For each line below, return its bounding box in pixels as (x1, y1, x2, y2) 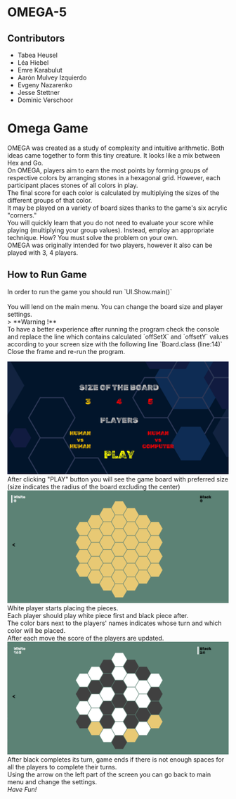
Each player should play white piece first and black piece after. (7, 612, 189, 620)
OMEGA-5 (7, 4, 67, 20)
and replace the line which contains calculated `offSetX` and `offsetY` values (7, 332, 229, 341)
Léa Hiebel (17, 58, 49, 67)
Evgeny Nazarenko (17, 81, 72, 89)
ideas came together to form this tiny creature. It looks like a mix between (7, 151, 221, 159)
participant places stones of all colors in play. (7, 181, 138, 189)
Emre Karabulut (17, 66, 63, 74)
